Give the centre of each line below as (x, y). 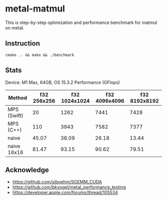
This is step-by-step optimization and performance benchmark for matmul (81, 22)
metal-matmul (35, 9)
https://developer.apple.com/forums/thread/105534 (65, 193)
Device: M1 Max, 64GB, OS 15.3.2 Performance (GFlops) (63, 82)
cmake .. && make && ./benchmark (40, 55)
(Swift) (16, 115)
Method (18, 98)
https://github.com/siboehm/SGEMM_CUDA (57, 182)
